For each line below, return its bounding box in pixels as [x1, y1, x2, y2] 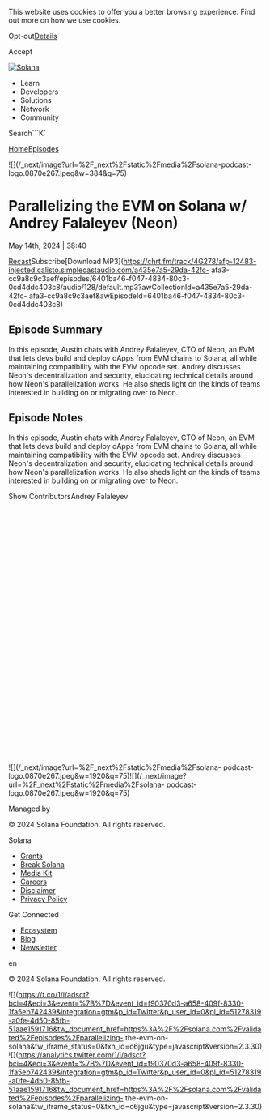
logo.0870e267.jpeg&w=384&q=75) [8, 169, 128, 177]
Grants [19, 851, 43, 861]
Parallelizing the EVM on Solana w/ [8, 197, 247, 216]
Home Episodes [8, 144, 59, 153]
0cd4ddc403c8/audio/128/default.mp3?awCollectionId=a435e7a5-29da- [8, 282, 253, 292]
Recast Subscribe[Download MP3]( [8, 256, 124, 266]
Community [19, 113, 59, 122]
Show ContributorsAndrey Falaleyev [8, 491, 129, 501]
